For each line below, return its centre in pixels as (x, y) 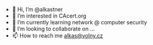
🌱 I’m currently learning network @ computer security (80, 22)
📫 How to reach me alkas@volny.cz (58, 36)
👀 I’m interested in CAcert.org (49, 16)
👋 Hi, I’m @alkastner (37, 9)
